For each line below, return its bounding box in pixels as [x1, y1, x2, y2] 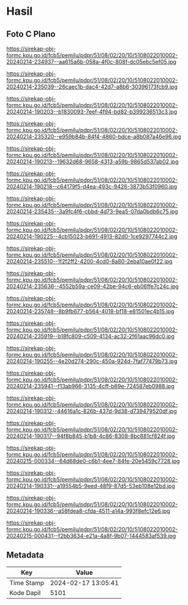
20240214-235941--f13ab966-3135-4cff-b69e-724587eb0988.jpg [6, 383, 175, 389]
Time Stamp [9, 579, 45, 587]
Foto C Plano [6, 29, 56, 39]
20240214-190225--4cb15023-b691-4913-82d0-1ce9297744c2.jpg [6, 233, 178, 240]
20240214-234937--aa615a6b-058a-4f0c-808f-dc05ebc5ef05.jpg [6, 58, 176, 65]
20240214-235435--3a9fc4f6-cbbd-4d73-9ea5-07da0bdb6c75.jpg [6, 208, 179, 215]
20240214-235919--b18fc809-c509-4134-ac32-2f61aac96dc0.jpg [6, 333, 175, 340]
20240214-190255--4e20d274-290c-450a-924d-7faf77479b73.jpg [6, 357, 178, 365]
